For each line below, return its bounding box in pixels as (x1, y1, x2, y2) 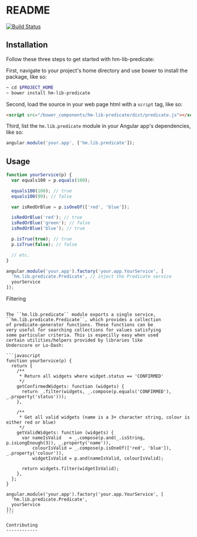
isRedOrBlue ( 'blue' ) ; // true (11, 225, 85, 232)
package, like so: (6, 73, 47, 80)
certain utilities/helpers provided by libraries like (6, 337, 143, 343)
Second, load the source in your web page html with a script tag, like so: (6, 100, 183, 107)
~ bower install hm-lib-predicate (6, 90, 91, 96)
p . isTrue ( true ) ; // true (11, 236, 72, 242)
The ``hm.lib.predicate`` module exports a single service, (6, 312, 157, 318)
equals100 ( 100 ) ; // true (11, 188, 72, 194)
